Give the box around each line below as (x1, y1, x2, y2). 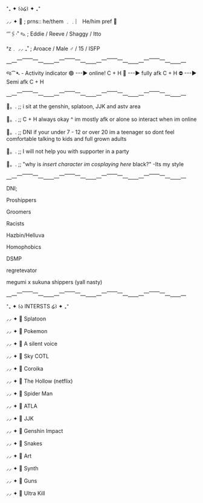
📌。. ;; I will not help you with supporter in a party (6, 148, 129, 155)
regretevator (6, 267, 37, 274)
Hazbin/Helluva (6, 232, 45, 239)
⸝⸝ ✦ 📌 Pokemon (6, 328, 48, 334)
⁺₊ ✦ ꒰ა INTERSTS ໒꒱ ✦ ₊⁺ (6, 303, 69, 310)
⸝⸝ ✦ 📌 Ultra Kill (6, 490, 45, 497)
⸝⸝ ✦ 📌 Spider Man (6, 390, 53, 397)
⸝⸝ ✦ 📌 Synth (6, 465, 39, 472)
